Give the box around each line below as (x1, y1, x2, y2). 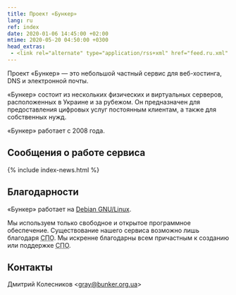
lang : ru (7, 17, 33, 24)
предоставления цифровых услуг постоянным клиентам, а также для (7, 105, 217, 114)
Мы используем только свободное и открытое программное (7, 218, 192, 227)
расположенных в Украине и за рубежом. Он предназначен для (7, 97, 201, 106)
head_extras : (7, 43, 46, 50)
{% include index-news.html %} (7, 165, 100, 174)
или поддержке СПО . (7, 241, 72, 249)
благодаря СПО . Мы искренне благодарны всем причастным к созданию (7, 234, 230, 242)
